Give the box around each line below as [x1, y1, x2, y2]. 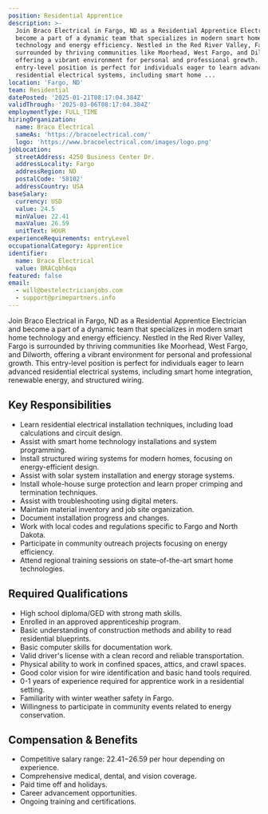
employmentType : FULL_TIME [8, 109, 98, 117]
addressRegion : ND [15, 168, 77, 176]
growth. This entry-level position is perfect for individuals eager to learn [8, 358, 245, 367]
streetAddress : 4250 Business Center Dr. [15, 153, 156, 161]
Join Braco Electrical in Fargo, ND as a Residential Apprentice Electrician [8, 316, 247, 325]
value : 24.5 [15, 204, 56, 212]
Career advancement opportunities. [19, 788, 137, 798]
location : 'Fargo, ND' [8, 78, 84, 86]
